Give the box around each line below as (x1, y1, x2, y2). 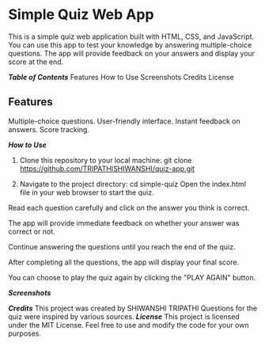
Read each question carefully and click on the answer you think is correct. (8, 203, 250, 212)
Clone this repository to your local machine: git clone (19, 155, 192, 165)
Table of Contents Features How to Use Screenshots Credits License (8, 72, 235, 82)
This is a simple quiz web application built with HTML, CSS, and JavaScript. (8, 32, 255, 41)
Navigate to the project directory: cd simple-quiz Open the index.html (19, 179, 247, 188)
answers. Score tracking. (8, 124, 89, 134)
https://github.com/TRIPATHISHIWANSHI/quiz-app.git (19, 164, 195, 173)
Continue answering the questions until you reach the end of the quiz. (8, 241, 236, 251)
